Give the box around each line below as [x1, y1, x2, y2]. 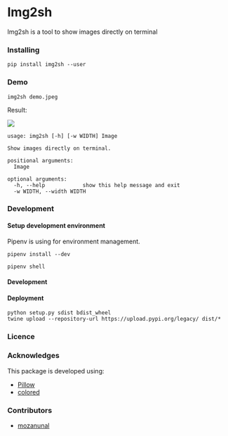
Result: [7, 105, 27, 114]
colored [17, 387, 40, 396]
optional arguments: [7, 175, 68, 183]
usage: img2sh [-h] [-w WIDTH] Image [7, 132, 118, 139]
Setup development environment [7, 222, 105, 230]
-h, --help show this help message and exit [13, 181, 180, 188]
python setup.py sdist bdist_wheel [7, 309, 112, 316]
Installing [7, 45, 40, 55]
